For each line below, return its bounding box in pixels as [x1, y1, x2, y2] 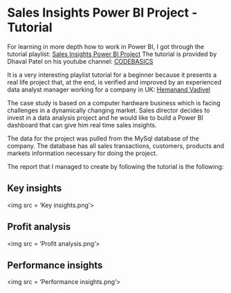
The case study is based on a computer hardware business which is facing [7, 98, 221, 107]
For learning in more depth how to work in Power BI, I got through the [7, 42, 205, 51]
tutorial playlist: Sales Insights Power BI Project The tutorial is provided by [7, 50, 217, 58]
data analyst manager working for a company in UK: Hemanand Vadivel [7, 85, 211, 94]
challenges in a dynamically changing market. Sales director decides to [7, 106, 210, 114]
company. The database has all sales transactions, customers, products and [7, 141, 225, 150]
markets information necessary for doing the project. [7, 149, 158, 157]
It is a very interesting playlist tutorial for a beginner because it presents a [7, 71, 217, 79]
